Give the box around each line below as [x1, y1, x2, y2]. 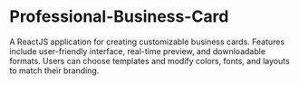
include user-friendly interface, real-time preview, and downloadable [9, 45, 265, 56]
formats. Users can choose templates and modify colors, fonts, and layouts [9, 55, 290, 66]
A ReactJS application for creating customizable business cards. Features [9, 36, 285, 47]
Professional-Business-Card [9, 6, 229, 27]
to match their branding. [9, 65, 100, 76]
